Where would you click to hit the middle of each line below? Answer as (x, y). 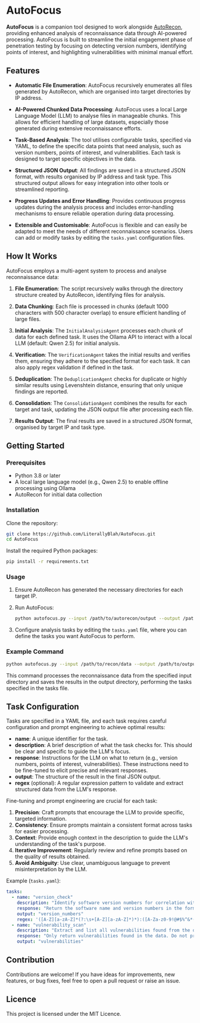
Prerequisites (26, 463)
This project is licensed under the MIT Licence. (64, 1013)
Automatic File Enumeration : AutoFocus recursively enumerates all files (103, 85)
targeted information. (41, 819)
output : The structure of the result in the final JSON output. (87, 777)
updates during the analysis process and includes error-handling (94, 207)
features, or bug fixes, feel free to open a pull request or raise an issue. (93, 980)
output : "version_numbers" (50, 914)
